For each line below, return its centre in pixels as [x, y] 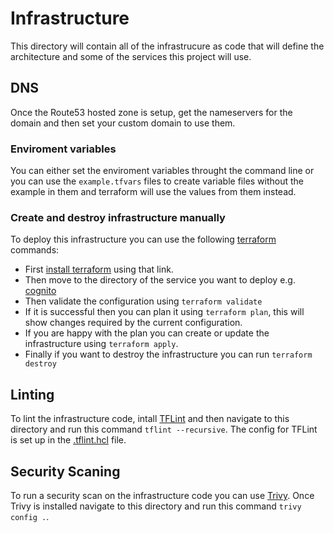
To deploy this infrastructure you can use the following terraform [143, 239]
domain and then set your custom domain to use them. [123, 123]
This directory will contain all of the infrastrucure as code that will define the [167, 46]
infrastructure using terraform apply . [101, 344]
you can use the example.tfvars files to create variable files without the [157, 181]
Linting [32, 394]
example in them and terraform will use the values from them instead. [153, 192]
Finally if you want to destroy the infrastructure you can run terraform [168, 354]
